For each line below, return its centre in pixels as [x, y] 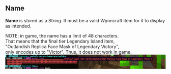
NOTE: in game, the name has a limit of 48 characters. [62, 35]
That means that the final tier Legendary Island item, [60, 41]
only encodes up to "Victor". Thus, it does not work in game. [69, 52]
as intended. [18, 26]
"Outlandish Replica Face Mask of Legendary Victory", [62, 46]
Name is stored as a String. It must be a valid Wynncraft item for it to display [85, 20]
